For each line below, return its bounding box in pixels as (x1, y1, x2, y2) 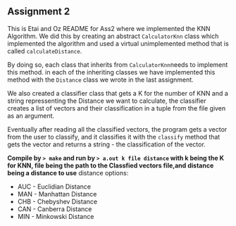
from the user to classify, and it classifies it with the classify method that (7, 132, 221, 141)
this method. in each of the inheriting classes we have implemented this (7, 68, 216, 76)
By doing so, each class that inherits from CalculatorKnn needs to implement (7, 60, 228, 69)
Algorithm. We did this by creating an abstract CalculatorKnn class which (7, 32, 219, 40)
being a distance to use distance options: (7, 168, 129, 177)
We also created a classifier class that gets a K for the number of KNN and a (7, 89, 229, 97)
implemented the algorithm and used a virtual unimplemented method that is (7, 39, 229, 48)
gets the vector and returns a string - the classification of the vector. (7, 140, 206, 149)
